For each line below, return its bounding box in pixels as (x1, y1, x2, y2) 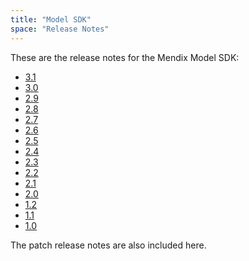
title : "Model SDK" (10, 14, 92, 25)
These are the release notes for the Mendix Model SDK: (10, 51, 240, 63)
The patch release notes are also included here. (10, 239, 207, 251)
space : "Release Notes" (10, 24, 110, 34)
